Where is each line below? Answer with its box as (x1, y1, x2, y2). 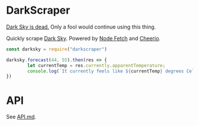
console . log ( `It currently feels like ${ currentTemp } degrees (27, 68, 184, 74)
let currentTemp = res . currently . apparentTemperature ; (27, 62, 166, 68)
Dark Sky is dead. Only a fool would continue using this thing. (6, 23, 156, 30)
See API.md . (6, 114, 37, 121)
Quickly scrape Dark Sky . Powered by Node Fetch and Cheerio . (6, 34, 161, 42)
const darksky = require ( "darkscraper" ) (6, 46, 108, 52)
